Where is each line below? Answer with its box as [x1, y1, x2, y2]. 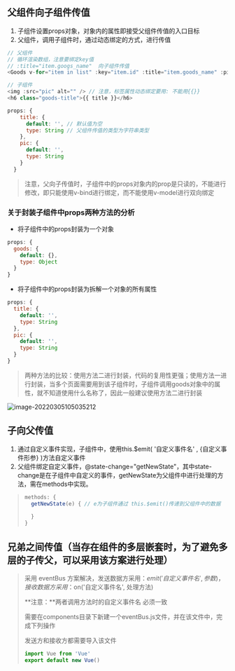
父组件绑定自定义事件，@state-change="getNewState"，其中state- [17, 462, 212, 470]
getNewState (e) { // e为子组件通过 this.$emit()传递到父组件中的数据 [31, 500, 221, 507]
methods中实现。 [41, 480, 92, 488]
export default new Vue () [24, 656, 100, 664]
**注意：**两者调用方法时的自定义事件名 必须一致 [24, 597, 168, 606]
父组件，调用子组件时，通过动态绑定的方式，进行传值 [17, 35, 171, 43]
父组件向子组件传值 [7, 6, 90, 19]
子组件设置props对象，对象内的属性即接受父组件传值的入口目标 [17, 27, 200, 35]
